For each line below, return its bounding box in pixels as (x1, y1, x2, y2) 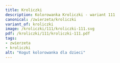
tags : (5, 36, 17, 41)
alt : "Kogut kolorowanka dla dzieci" (5, 50, 86, 55)
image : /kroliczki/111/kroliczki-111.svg (5, 26, 95, 31)
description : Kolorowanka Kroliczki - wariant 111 (5, 12, 115, 17)
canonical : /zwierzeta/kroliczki (5, 17, 77, 22)
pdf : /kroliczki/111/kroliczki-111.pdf (5, 31, 90, 36)
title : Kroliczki (5, 7, 42, 13)
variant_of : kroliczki (5, 21, 54, 27)
